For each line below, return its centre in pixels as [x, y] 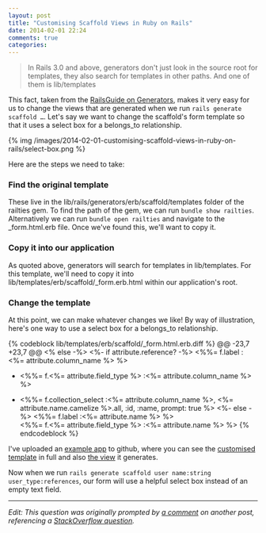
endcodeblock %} [49, 434]
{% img [20, 140]
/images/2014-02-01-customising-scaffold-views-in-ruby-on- [135, 140]
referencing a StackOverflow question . [71, 521]
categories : [28, 45]
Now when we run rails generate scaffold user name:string [110, 473]
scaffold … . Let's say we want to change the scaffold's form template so [127, 117]
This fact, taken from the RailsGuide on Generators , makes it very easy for [129, 100]
